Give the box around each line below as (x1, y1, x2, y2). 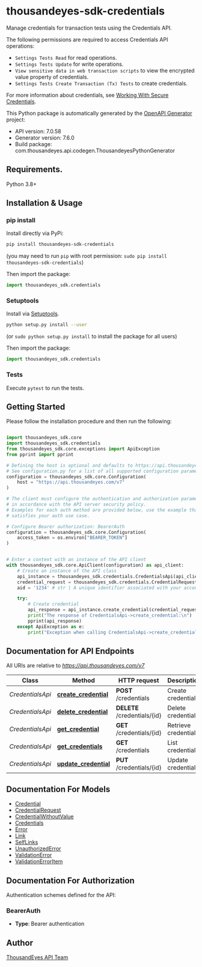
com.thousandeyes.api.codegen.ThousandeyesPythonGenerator (14, 147, 176, 154)
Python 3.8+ (6, 180, 37, 188)
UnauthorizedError (14, 845, 61, 852)
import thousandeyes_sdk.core (6, 435, 82, 441)
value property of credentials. (14, 73, 89, 80)
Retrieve (167, 721, 191, 730)
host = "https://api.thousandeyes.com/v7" (17, 479, 125, 486)
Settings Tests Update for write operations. (14, 60, 124, 68)
